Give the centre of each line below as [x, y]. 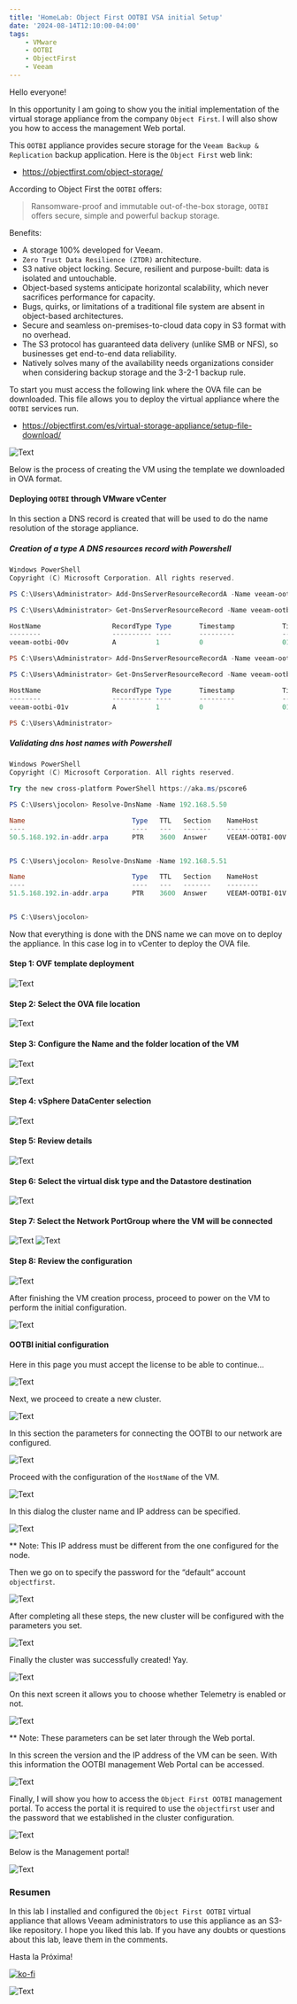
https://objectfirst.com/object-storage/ [92, 172]
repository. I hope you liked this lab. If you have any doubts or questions [155, 1930]
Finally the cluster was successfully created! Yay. [99, 1659]
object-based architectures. [72, 316]
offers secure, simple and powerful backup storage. [125, 215]
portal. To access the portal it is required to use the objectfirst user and [142, 1808]
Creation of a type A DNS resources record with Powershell [120, 548]
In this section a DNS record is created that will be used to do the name [139, 519]
